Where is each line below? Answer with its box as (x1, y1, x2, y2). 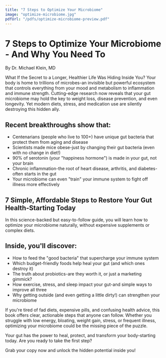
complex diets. (5, 227, 36, 233)
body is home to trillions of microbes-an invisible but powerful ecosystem (5, 80, 156, 86)
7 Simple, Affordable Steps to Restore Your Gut (5, 196, 153, 204)
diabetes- (138, 166, 158, 172)
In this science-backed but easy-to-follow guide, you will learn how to (5, 217, 148, 223)
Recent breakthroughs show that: (5, 120, 111, 129)
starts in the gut (24, 171, 56, 177)
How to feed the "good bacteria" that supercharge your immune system (12, 255, 159, 261)
